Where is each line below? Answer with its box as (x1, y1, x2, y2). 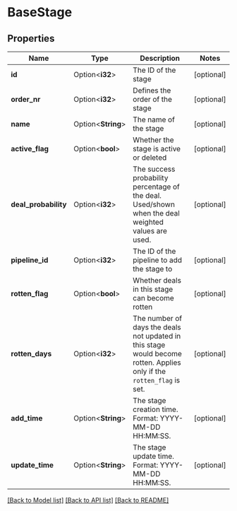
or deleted (133, 153, 167, 163)
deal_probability (11, 199, 67, 209)
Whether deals (133, 276, 182, 285)
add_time (11, 413, 43, 423)
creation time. (133, 404, 178, 414)
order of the (133, 95, 173, 104)
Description (140, 54, 181, 63)
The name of (133, 114, 175, 124)
